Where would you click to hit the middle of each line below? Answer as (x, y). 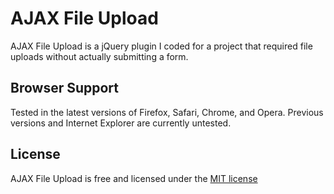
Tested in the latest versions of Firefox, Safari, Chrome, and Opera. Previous (167, 112)
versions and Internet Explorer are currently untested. (121, 123)
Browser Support (65, 88)
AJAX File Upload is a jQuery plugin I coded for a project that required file (161, 46)
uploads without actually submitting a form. (99, 56)
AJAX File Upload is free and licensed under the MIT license (134, 178)
